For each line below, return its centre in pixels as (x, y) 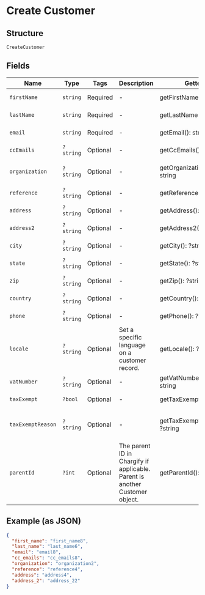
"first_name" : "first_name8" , (50, 541)
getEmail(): (175, 132)
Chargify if (134, 461)
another (130, 484)
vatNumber (23, 382)
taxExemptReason (33, 424)
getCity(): (173, 245)
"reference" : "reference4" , (48, 569)
